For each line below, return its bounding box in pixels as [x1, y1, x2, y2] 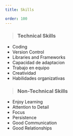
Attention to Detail [12, 104, 49, 110]
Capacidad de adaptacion [12, 59, 65, 65]
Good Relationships [12, 125, 52, 131]
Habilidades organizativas [12, 75, 65, 81]
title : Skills [5, 7, 35, 12]
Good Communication [12, 120, 57, 126]
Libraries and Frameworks [12, 54, 66, 60]
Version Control [12, 49, 44, 55]
